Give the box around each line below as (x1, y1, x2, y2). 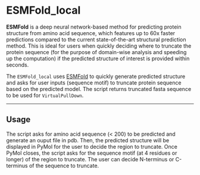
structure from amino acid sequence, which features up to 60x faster (6, 29, 176, 36)
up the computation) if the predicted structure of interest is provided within (6, 55, 190, 62)
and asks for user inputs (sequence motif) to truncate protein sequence (6, 79, 182, 86)
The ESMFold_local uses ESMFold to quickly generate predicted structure (6, 73, 186, 80)
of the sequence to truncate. (29, 162, 99, 169)
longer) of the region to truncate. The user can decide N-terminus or (6, 155, 174, 162)
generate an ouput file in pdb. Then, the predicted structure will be (6, 136, 170, 143)
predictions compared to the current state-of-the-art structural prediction (6, 36, 186, 43)
